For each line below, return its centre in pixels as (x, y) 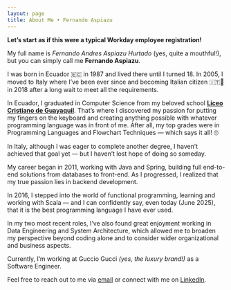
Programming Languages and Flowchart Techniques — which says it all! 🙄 (113, 132)
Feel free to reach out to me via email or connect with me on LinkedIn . (107, 279)
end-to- (214, 167)
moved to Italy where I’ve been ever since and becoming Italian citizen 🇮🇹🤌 (116, 82)
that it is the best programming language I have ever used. (90, 210)
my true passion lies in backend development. (73, 181)
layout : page (26, 13)
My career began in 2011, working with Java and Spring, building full (104, 167)
